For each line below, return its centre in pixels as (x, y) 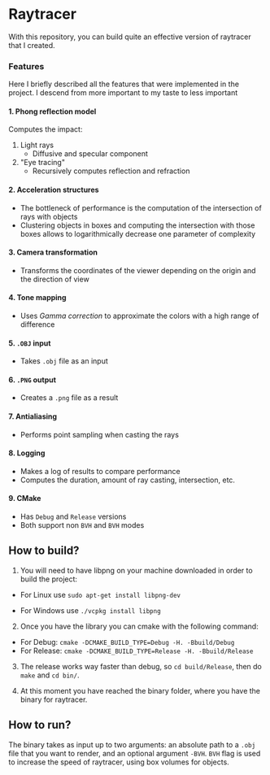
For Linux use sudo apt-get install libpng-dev (100, 594)
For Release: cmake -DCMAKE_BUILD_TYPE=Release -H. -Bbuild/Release (137, 651)
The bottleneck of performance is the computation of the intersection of (141, 207)
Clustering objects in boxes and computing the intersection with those (137, 225)
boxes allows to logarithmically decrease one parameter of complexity (138, 233)
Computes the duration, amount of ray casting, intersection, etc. (128, 480)
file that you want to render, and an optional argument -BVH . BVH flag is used (135, 753)
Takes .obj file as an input (64, 361)
